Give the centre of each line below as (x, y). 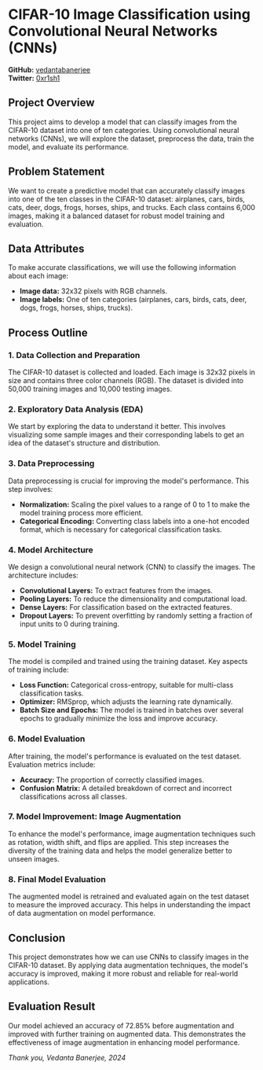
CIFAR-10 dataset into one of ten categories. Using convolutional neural (124, 130)
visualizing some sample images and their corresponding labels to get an (126, 435)
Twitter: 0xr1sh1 (34, 78)
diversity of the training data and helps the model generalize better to (121, 850)
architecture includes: (43, 575)
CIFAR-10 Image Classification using (130, 15)
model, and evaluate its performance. (69, 146)
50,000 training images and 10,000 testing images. (90, 389)
